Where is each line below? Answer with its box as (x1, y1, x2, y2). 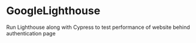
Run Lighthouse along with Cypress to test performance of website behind (6, 24, 191, 31)
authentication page (6, 29, 56, 37)
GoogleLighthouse (6, 4, 101, 18)
